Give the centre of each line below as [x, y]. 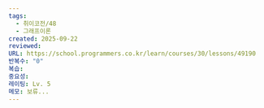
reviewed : [25, 46]
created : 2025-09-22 [43, 39]
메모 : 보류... [29, 91]
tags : [17, 16]
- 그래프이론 [33, 31]
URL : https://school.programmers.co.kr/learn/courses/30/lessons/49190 [132, 54]
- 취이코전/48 [36, 24]
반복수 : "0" [26, 62]
